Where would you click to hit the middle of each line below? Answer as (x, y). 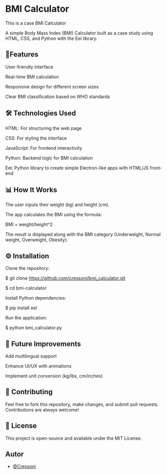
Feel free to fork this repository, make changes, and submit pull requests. (82, 404)
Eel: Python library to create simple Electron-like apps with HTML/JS (77, 168)
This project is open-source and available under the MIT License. (74, 438)
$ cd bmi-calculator (26, 288)
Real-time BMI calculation (32, 77)
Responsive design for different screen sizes (52, 86)
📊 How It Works (31, 190)
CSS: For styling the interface (36, 138)
